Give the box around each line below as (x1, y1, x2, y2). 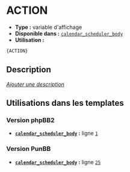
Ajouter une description (6, 81, 65, 88)
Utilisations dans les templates (6, 98, 125, 108)
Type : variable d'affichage (14, 23, 82, 31)
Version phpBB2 (6, 115, 55, 124)
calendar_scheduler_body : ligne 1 (14, 130, 98, 137)
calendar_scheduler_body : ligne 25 (14, 158, 101, 165)
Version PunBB (6, 145, 51, 153)
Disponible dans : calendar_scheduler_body (14, 29, 123, 37)
